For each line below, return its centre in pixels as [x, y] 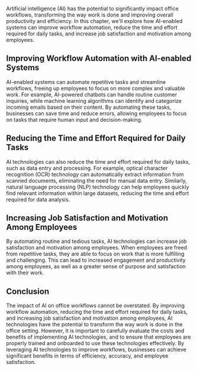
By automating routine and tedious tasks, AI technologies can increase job [97, 241]
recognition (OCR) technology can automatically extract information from [95, 174]
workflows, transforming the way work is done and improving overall [90, 15]
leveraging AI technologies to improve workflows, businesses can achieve [96, 350]
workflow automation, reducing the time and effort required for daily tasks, [97, 312]
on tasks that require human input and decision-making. [74, 119]
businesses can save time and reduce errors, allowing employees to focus [96, 113]
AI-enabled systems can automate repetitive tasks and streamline [86, 82]
